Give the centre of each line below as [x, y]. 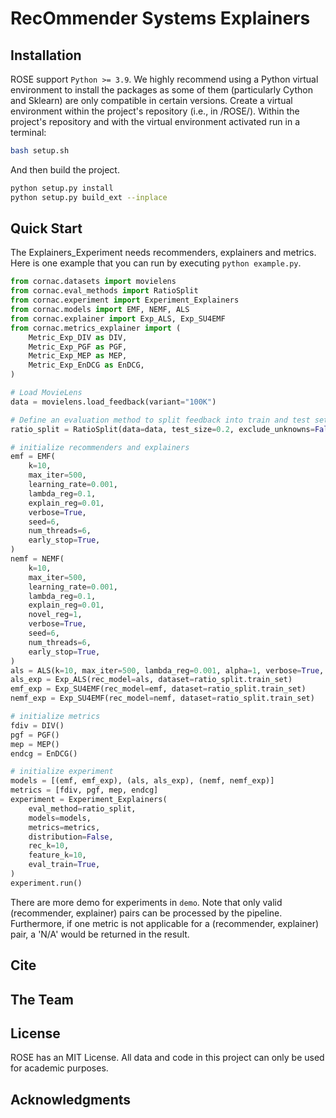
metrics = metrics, [64, 827]
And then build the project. [65, 169]
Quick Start [46, 228]
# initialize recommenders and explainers [100, 447]
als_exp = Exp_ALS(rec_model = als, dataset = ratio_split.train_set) [151, 680]
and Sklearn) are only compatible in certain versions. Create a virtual [151, 100]
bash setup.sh [40, 151]
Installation [46, 55]
